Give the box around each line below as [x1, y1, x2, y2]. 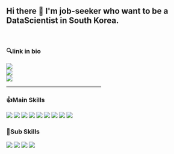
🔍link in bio [6, 47, 41, 55]
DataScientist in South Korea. [6, 16, 119, 26]
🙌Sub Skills [6, 127, 40, 136]
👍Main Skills [6, 96, 45, 104]
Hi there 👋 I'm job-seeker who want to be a [6, 6, 169, 16]
